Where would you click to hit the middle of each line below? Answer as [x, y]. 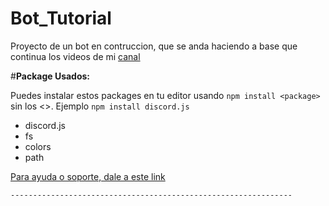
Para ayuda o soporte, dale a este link [88, 176]
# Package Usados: [50, 76]
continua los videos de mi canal [75, 56]
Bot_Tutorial [61, 18]
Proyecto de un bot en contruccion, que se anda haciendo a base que [154, 46]
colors [38, 146]
